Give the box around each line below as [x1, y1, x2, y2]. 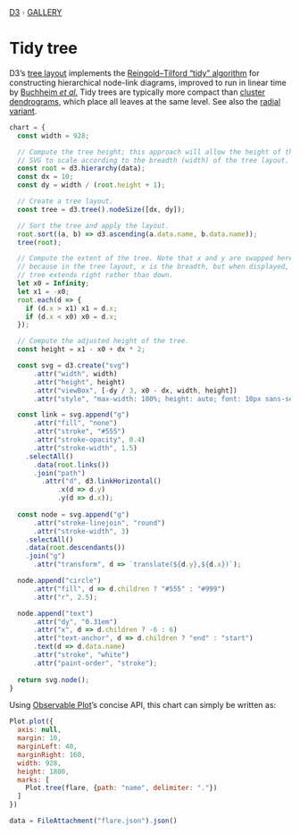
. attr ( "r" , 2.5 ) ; [32, 593, 98, 602]
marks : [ [17, 775, 50, 784]
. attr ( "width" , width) [32, 369, 118, 378]
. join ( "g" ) [25, 552, 66, 560]
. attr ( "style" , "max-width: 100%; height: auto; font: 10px [32, 394, 262, 403]
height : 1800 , [17, 767, 70, 776]
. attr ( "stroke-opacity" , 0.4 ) [32, 435, 146, 444]
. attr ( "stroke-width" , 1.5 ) [32, 443, 138, 452]
